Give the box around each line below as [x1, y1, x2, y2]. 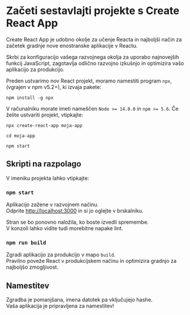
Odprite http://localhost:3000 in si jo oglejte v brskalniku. [6, 207, 144, 214]
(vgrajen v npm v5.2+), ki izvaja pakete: [6, 83, 101, 90]
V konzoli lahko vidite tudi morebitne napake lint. [6, 225, 123, 232]
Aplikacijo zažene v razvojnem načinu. [6, 201, 99, 208]
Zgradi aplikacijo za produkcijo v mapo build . [6, 251, 116, 258]
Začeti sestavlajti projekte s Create [6, 4, 180, 18]
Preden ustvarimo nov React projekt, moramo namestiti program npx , [6, 77, 172, 84]
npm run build [6, 239, 46, 246]
